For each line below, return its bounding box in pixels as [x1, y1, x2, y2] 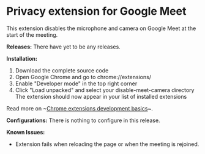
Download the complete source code [15, 66, 109, 74]
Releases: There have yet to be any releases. [6, 43, 121, 50]
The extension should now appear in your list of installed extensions [15, 93, 187, 100]
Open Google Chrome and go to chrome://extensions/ [15, 73, 152, 80]
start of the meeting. [6, 31, 58, 38]
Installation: [6, 55, 38, 62]
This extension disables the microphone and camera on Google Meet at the [6, 25, 196, 32]
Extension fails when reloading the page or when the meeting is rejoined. [15, 140, 199, 148]
